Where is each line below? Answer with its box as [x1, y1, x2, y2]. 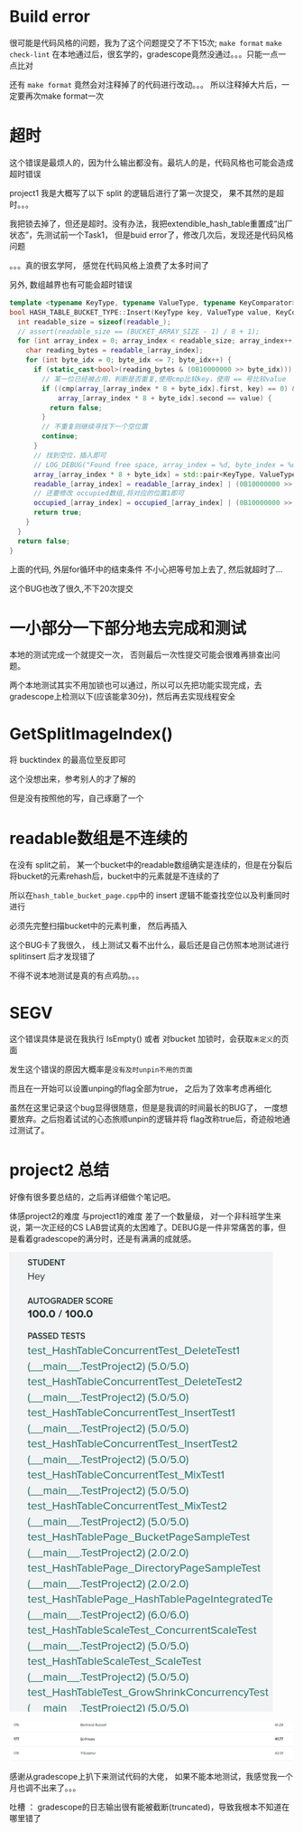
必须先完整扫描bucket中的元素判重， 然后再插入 [9, 920, 188, 932]
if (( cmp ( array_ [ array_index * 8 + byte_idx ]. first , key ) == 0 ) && [41, 384, 300, 393]
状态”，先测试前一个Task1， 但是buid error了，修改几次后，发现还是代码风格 [9, 229, 294, 240]
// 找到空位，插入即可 [32, 450, 106, 460]
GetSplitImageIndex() [9, 723, 173, 744]
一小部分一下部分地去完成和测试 [9, 617, 247, 638]
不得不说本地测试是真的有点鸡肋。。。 [9, 970, 144, 982]
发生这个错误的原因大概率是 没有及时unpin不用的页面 [9, 1064, 193, 1075]
